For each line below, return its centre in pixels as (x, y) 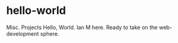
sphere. (50, 33)
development (23, 33)
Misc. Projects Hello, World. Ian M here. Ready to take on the (82, 27)
